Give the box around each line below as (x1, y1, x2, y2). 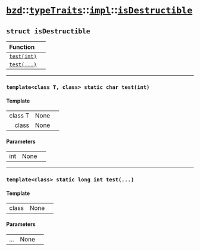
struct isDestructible (6, 27, 90, 35)
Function (9, 43, 35, 51)
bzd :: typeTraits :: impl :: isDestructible (6, 3, 193, 17)
